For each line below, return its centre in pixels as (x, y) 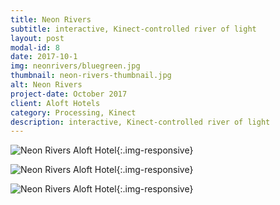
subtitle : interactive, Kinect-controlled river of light (133, 29)
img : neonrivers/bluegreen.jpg (75, 66)
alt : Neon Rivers (46, 85)
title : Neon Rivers (51, 19)
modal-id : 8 (35, 47)
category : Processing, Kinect (73, 112)
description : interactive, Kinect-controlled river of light (140, 122)
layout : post (37, 38)
